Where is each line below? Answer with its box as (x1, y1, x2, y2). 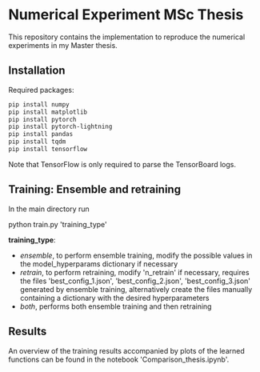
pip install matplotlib (8, 108, 88, 116)
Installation (8, 64, 66, 78)
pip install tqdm (8, 138, 66, 146)
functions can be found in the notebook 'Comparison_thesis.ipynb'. (8, 354, 230, 364)
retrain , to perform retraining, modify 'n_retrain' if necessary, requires (19, 267, 250, 277)
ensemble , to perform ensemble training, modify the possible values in (19, 250, 253, 260)
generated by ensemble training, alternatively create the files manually (19, 284, 253, 294)
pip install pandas (8, 130, 74, 138)
